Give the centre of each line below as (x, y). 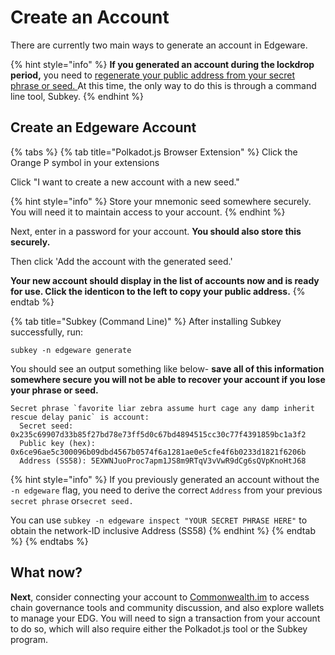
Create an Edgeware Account (103, 127)
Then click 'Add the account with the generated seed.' (121, 261)
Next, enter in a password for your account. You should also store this (156, 231)
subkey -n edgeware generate (71, 350)
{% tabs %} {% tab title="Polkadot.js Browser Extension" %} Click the (154, 152)
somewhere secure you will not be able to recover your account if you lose (168, 379)
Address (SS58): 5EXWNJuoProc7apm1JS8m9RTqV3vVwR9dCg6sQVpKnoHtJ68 (163, 461)
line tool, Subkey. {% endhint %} (77, 96)
